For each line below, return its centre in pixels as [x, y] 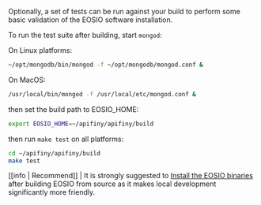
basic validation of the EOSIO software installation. [91, 20]
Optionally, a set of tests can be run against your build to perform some [125, 11]
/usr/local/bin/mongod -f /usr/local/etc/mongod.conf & [102, 94]
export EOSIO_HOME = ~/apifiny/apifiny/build [81, 124]
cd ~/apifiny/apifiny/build [55, 153]
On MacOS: [27, 80]
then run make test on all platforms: [66, 139]
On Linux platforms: [40, 50]
